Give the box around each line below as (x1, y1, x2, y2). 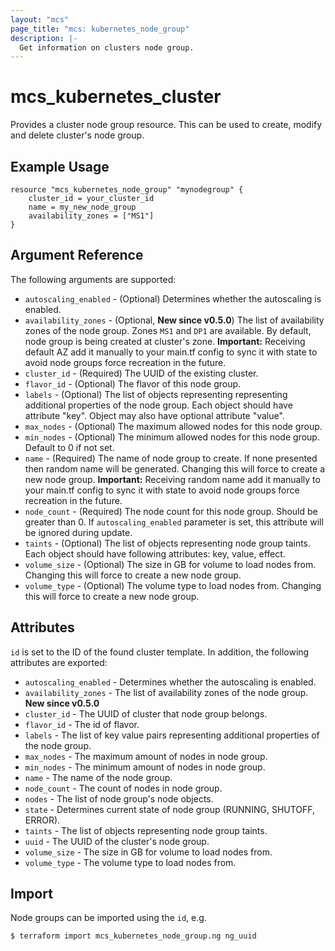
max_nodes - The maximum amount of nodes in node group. (24, 750, 268, 762)
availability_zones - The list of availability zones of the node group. (24, 686, 309, 698)
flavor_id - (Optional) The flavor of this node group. (24, 377, 242, 390)
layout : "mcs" (10, 14, 70, 25)
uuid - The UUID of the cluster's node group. (24, 835, 210, 847)
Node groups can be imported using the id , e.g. (10, 912, 207, 924)
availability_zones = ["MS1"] (28, 211, 155, 221)
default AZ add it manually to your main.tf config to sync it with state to (24, 346, 318, 358)
